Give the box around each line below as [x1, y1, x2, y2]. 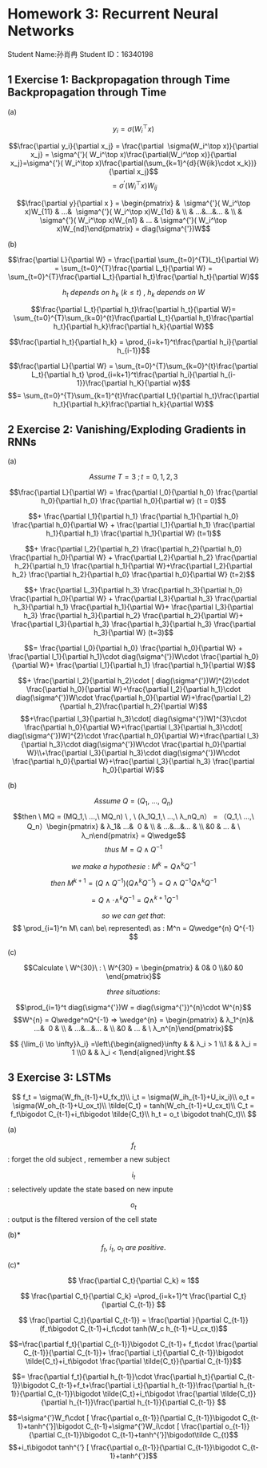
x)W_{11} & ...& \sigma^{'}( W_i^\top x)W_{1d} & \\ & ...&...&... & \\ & [24, 206, 243, 216]
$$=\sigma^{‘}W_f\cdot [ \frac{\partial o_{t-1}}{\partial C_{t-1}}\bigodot [8, 1413, 241, 1422]
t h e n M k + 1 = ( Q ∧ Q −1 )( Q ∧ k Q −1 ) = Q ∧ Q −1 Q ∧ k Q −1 [50, 877, 217, 888]
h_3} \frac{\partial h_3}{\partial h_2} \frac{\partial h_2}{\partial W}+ [22, 611, 245, 621]
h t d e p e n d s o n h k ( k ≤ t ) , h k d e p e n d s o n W [62, 287, 205, 299]
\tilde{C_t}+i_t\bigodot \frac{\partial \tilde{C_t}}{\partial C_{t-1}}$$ [26, 1356, 241, 1365]
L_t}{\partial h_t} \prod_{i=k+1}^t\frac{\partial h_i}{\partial [30, 370, 219, 379]
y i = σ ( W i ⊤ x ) [112, 122, 155, 135]
